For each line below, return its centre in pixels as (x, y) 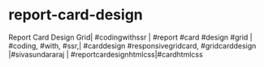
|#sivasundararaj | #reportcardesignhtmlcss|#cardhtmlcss (106, 54)
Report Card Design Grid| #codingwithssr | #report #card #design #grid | (131, 37)
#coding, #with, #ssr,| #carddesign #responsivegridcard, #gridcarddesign (132, 45)
